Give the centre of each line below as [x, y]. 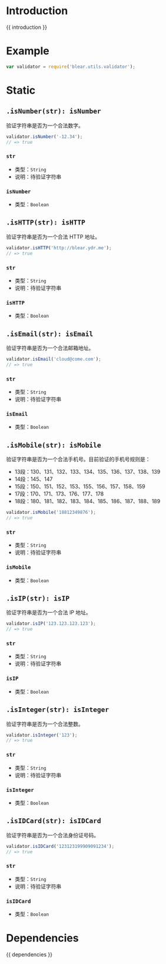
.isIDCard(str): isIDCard [54, 821]
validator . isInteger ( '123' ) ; [42, 735]
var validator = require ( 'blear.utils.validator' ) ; [71, 67]
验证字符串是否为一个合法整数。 [45, 724]
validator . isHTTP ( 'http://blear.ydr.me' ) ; [59, 248]
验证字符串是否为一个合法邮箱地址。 [50, 348]
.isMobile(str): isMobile [54, 445]
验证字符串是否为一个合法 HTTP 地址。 [53, 236]
